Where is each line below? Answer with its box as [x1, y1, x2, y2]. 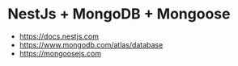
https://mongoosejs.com [19, 48, 102, 58]
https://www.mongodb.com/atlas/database [19, 39, 164, 49]
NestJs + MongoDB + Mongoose [7, 5, 231, 23]
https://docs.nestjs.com [19, 31, 99, 41]
